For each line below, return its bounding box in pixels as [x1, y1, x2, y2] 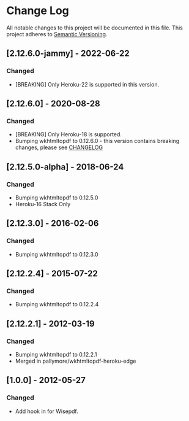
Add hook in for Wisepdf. [15, 407, 78, 415]
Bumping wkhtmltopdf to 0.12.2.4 [15, 301, 99, 308]
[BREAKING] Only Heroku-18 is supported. [15, 131, 122, 138]
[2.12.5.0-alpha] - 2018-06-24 [6, 161, 124, 172]
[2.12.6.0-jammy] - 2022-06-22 [6, 48, 130, 59]
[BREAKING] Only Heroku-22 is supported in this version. [15, 80, 160, 88]
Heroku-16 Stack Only [15, 201, 71, 207]
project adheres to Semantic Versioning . [6, 30, 108, 37]
